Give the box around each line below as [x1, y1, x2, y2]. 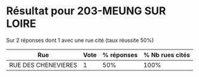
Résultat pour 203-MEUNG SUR [6, 4, 166, 18]
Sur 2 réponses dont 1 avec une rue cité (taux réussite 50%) [6, 36, 154, 44]
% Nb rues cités [143, 51, 190, 59]
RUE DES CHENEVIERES [9, 61, 78, 69]
